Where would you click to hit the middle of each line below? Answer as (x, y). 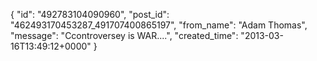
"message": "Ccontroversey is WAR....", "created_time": (124, 35)
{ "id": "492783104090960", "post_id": (90, 14)
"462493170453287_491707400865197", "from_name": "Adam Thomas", (159, 25)
